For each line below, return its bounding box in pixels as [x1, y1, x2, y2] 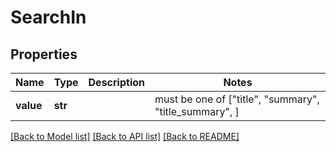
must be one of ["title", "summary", [154, 92, 320, 106]
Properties [10, 46, 78, 63]
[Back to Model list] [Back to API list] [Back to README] [10, 131, 240, 142]
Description [88, 76, 145, 89]
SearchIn [10, 6, 87, 29]
